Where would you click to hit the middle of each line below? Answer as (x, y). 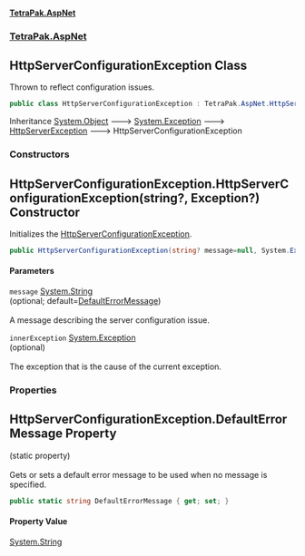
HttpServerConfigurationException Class (128, 65)
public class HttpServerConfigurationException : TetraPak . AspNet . (140, 104)
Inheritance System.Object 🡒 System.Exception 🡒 (117, 122)
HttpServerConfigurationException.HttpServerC (149, 184)
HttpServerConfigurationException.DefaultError (148, 419)
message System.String (51, 291)
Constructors (39, 154)
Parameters (32, 271)
